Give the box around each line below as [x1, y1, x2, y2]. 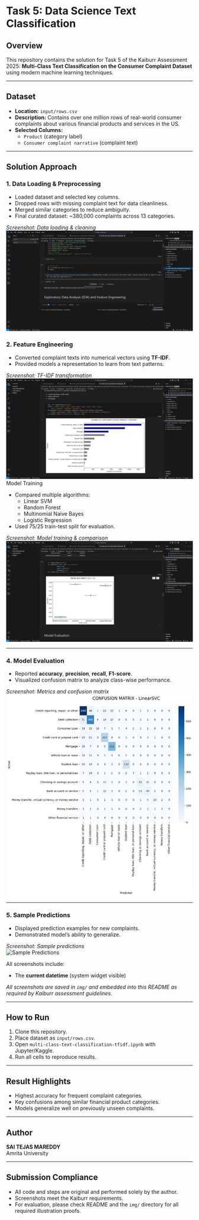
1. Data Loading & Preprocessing [6, 180, 101, 188]
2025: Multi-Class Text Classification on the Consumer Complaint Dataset [6, 62, 192, 70]
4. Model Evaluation [6, 656, 65, 664]
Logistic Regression [23, 516, 72, 524]
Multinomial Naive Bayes [23, 510, 84, 518]
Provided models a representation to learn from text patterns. [14, 360, 165, 367]
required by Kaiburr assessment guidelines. [6, 989, 113, 997]
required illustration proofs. [14, 1207, 81, 1214]
